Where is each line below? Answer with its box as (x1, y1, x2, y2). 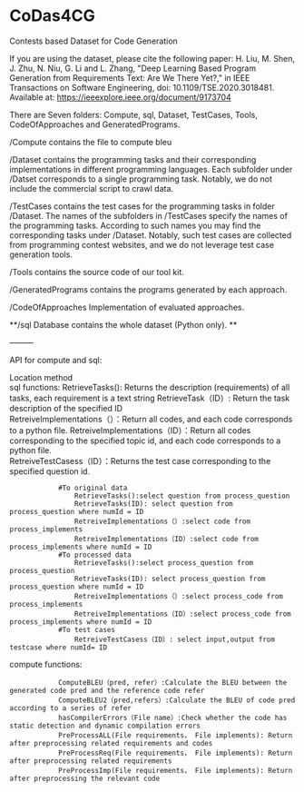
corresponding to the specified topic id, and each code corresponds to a (9, 435, 281, 446)
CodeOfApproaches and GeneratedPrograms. (9, 119, 181, 130)
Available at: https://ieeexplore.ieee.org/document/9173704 (9, 92, 231, 103)
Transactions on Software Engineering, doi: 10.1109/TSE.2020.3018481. (9, 82, 275, 93)
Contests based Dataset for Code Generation (9, 35, 179, 46)
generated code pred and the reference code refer (9, 686, 205, 695)
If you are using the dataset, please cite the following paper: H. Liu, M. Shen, (9, 53, 295, 64)
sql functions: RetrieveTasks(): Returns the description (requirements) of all (9, 381, 290, 392)
